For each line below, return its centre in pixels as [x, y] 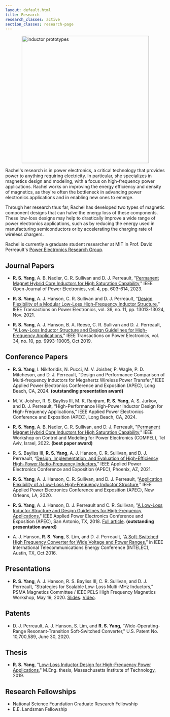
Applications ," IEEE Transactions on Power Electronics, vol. [98, 336]
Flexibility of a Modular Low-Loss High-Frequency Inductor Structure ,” [86, 304]
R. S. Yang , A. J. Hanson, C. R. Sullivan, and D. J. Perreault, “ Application [87, 479]
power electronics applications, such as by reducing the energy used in [80, 224]
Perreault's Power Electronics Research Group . [54, 250]
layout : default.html [28, 10]
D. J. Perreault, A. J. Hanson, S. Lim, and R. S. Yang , [67, 626]
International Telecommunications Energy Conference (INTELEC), [81, 547]
